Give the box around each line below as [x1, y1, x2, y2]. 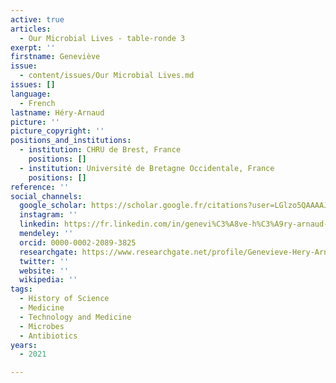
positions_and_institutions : [10, 136, 132, 146]
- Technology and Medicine [19, 312, 132, 322]
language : [10, 89, 52, 99]
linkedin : [19, 219, 60, 230]
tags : [10, 284, 33, 295]
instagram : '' [19, 210, 78, 220]
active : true [10, 14, 65, 25]
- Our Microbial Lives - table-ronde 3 [19, 33, 186, 43]
